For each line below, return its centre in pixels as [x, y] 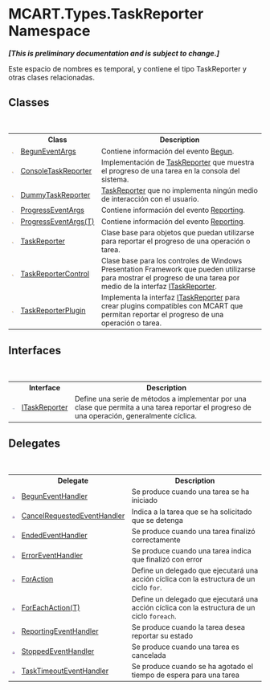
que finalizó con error [167, 560]
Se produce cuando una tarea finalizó [193, 531]
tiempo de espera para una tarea [185, 675]
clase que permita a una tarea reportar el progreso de [163, 407]
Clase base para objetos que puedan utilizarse [178, 232]
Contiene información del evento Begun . [168, 151]
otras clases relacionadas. [51, 77]
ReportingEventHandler [60, 631]
